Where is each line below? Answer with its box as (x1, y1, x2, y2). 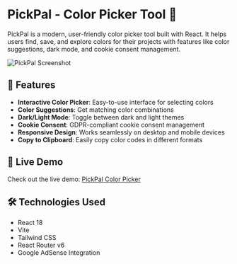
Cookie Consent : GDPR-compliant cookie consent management (17, 120, 205, 129)
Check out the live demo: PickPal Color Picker (7, 175, 141, 183)
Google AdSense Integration (17, 248, 100, 257)
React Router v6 (17, 241, 65, 250)
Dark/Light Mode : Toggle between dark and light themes (17, 113, 185, 121)
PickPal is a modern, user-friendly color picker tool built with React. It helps (7, 30, 227, 38)
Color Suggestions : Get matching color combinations (17, 105, 175, 114)
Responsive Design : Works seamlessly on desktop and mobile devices (17, 127, 225, 137)
